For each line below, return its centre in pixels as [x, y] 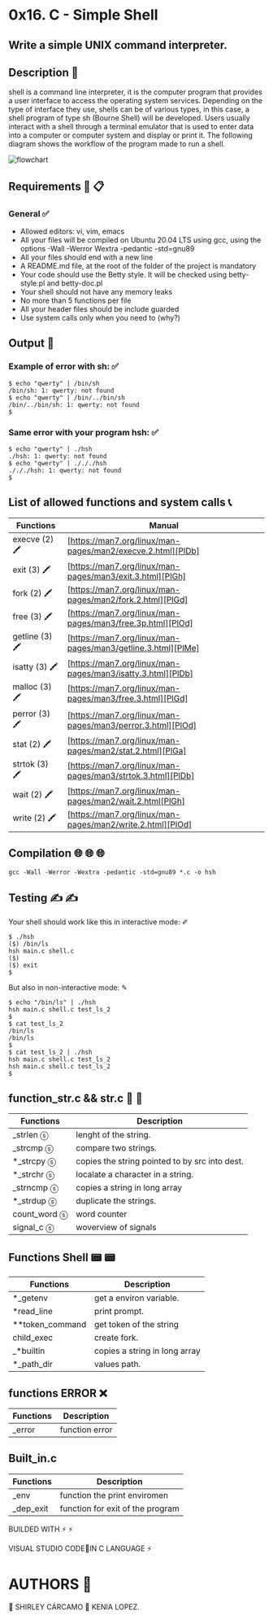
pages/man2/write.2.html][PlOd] [130, 824]
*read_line [32, 1312]
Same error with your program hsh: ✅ [84, 432]
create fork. [116, 1338]
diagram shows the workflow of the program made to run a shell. [117, 144]
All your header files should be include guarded [100, 309]
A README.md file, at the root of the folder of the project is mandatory [138, 266]
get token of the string [136, 1325]
